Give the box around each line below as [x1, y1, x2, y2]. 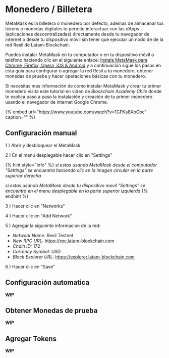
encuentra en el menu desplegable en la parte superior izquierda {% [5, 188, 148, 194]
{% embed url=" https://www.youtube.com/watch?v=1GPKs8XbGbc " [5, 109, 147, 115]
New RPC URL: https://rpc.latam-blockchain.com [12, 238, 115, 244]
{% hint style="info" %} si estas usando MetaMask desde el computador [5, 162, 157, 168]
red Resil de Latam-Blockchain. [5, 41, 70, 48]
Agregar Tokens [5, 334, 57, 343]
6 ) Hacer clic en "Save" [5, 263, 55, 270]
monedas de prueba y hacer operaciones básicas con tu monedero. [5, 73, 146, 79]
